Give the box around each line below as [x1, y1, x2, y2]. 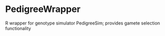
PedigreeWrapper [5, 3, 80, 15]
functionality [5, 25, 31, 31]
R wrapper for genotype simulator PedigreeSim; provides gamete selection [5, 20, 160, 26]
